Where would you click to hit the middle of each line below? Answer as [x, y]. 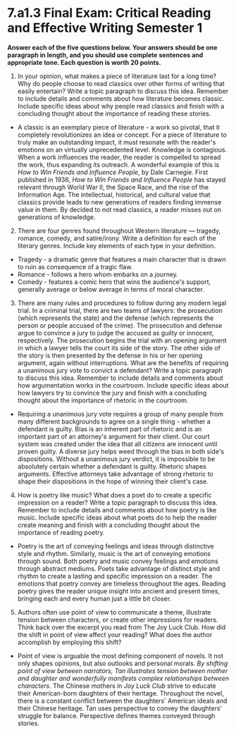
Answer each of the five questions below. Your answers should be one [112, 47]
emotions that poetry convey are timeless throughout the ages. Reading [122, 584]
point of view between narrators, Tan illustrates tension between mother [123, 670]
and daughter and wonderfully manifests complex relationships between [123, 678]
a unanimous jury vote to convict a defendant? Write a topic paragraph [120, 370]
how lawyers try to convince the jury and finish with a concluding [112, 393]
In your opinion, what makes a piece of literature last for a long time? [117, 76]
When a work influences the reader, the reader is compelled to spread [119, 157]
